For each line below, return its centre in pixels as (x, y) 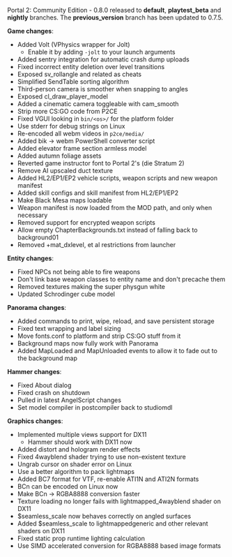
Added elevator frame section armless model (82, 148)
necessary (32, 215)
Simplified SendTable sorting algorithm (73, 82)
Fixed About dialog (44, 385)
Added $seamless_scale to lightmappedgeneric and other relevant (113, 523)
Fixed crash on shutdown (54, 393)
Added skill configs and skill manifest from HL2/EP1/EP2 (98, 193)
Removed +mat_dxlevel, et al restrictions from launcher (96, 245)
